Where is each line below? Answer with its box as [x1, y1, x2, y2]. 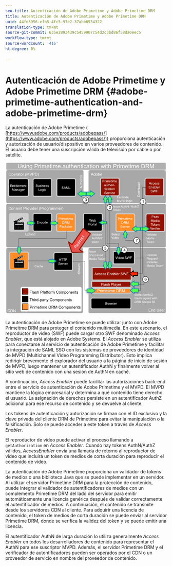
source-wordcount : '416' [5, 41, 59, 46]
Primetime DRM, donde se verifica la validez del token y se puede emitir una [5, 518, 167, 524]
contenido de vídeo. [5, 458, 48, 465]
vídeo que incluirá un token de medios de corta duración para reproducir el [5, 453, 164, 459]
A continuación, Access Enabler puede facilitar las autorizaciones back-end [5, 378, 166, 384]
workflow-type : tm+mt [5, 36, 52, 41]
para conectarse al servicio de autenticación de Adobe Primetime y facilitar [5, 341, 165, 347]
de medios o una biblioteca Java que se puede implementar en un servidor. [5, 474, 165, 480]
